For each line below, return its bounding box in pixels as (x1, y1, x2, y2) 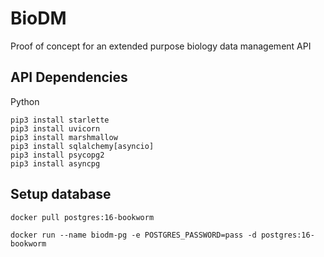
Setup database (10, 186, 112, 203)
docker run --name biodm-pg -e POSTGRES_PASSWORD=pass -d (10, 230, 257, 240)
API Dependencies (10, 69, 128, 86)
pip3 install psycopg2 (10, 150, 105, 160)
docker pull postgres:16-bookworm (10, 212, 155, 222)
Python (10, 95, 40, 107)
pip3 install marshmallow (10, 132, 118, 142)
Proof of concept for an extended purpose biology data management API (10, 40, 312, 52)
